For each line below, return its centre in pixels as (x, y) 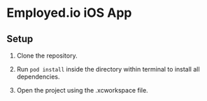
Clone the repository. (47, 55)
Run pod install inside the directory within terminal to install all (108, 69)
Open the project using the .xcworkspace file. (82, 90)
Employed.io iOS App (69, 13)
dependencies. (38, 76)
